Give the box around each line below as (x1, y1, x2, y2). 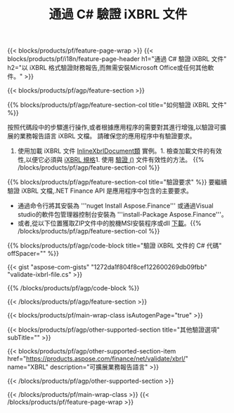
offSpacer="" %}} (7, 250, 60, 258)
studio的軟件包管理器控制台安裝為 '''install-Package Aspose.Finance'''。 (17, 210, 228, 219)
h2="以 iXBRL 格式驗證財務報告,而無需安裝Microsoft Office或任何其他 (7, 64, 209, 72)
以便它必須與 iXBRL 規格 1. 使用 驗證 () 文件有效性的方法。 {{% (25, 156, 205, 164)
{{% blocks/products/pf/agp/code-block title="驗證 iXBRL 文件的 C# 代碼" (7, 241, 223, 250)
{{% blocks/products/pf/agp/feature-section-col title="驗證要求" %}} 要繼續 (7, 178, 228, 187)
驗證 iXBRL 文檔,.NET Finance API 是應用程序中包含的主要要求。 (7, 187, 193, 195)
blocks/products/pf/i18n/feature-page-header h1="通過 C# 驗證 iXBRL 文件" (7, 55, 227, 63)
